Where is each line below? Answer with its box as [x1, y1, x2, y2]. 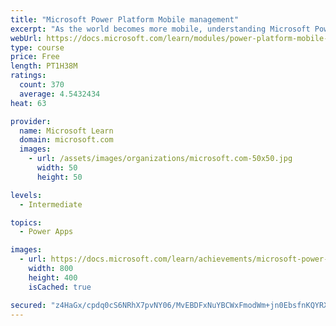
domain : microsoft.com [19, 135, 114, 145]
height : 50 [36, 172, 83, 182]
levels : [10, 190, 43, 200]
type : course [10, 42, 65, 53]
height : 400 [28, 272, 78, 283]
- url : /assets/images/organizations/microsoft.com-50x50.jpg [28, 154, 293, 164]
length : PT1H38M [10, 61, 78, 71]
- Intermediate [19, 199, 83, 210]
